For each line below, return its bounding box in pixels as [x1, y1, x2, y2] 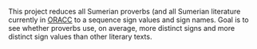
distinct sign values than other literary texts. [8, 32, 152, 41]
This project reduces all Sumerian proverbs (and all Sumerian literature [8, 7, 241, 16]
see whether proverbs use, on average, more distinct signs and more [8, 24, 235, 32]
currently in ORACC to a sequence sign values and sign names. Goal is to [8, 15, 249, 24]
